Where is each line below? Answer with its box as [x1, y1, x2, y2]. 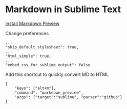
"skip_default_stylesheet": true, [5, 44, 79, 49]
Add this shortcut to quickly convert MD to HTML [5, 71, 109, 77]
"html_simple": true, [5, 53, 52, 59]
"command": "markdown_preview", [14, 90, 83, 95]
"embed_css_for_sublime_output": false [5, 62, 91, 67]
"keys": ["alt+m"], [14, 86, 56, 91]
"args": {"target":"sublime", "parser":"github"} [14, 94, 123, 100]
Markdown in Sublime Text [5, 4, 121, 15]
